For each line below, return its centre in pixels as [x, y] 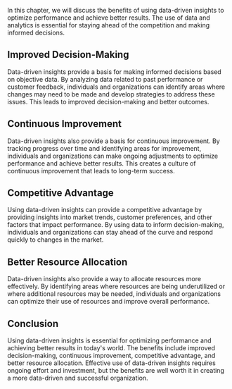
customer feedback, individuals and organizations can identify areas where [116, 87]
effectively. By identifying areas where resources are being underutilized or [116, 286]
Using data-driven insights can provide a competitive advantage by [105, 210]
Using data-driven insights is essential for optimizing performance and [110, 340]
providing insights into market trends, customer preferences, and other [110, 217]
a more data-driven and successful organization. [78, 378]
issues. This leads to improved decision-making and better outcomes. [108, 101]
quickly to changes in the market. [56, 240]
